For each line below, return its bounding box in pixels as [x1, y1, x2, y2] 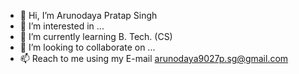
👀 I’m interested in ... [19, 20, 105, 32]
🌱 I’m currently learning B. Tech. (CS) [19, 31, 173, 42]
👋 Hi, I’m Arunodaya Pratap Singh [19, 10, 158, 21]
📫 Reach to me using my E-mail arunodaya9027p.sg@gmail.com [19, 53, 289, 64]
